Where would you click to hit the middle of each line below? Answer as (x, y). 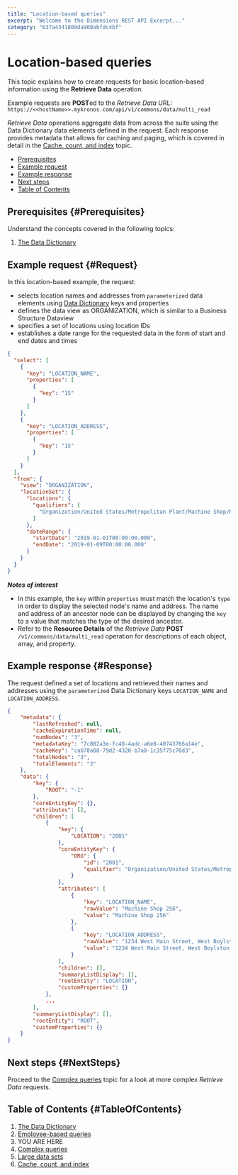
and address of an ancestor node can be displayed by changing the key (122, 613)
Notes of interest (33, 585)
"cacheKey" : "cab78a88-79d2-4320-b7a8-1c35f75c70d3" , (114, 750)
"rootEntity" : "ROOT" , (66, 1021)
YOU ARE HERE (40, 1141)
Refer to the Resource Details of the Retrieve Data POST (101, 629)
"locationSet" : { (46, 492)
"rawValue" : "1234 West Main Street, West (147, 942)
